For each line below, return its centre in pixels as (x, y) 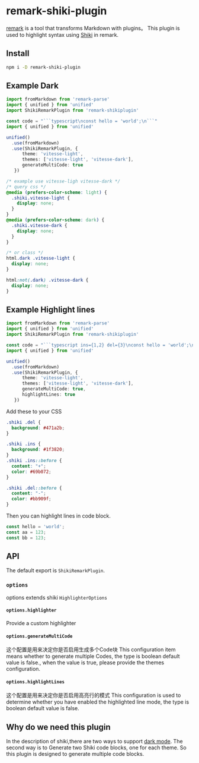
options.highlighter (32, 610)
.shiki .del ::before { (34, 488)
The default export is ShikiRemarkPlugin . (56, 570)
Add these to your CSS (34, 411)
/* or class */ (25, 253)
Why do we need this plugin (58, 727)
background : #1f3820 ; (38, 450)
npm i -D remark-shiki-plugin (44, 67)
